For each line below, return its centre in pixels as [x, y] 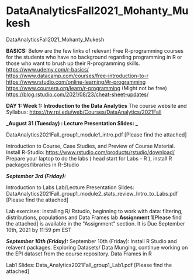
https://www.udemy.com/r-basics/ [47, 69]
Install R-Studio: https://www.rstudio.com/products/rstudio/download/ [91, 152]
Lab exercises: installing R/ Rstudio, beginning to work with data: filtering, [94, 211]
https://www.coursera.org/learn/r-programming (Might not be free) [87, 88]
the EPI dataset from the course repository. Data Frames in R [79, 254]
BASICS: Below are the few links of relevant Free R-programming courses [95, 50]
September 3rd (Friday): [36, 176]
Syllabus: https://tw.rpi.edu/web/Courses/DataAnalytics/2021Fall [84, 112]
